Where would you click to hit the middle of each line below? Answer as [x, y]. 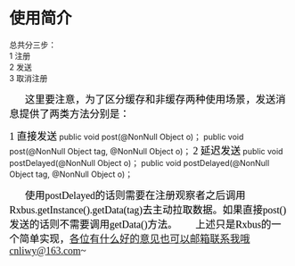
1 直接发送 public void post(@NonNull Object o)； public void [127, 137]
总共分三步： [33, 45]
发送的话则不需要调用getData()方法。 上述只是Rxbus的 [140, 224]
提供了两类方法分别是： [74, 114]
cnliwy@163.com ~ [48, 251]
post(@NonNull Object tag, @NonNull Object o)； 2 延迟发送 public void [146, 151]
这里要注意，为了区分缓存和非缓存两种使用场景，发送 [151, 99]
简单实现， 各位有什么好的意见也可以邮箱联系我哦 [135, 239]
